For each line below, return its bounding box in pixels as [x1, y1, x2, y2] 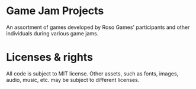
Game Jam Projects [6, 4, 104, 18]
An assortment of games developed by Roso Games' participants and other [6, 24, 190, 31]
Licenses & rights [6, 51, 94, 64]
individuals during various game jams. [6, 29, 99, 37]
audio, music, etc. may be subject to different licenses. [6, 76, 140, 83]
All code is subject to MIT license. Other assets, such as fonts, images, [6, 70, 179, 77]
